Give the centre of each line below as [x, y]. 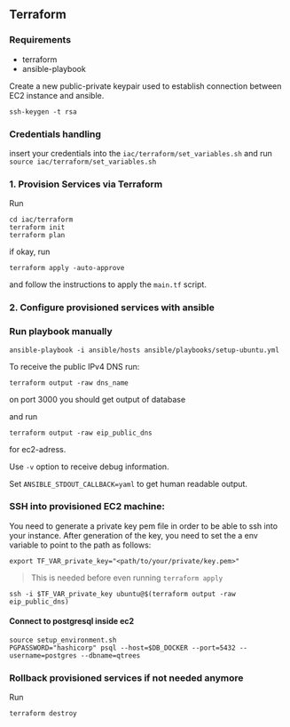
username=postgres [43, 656]
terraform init [37, 228]
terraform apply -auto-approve [67, 268]
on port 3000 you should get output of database [98, 399]
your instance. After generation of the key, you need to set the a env [134, 535]
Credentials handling [55, 134]
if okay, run [30, 252]
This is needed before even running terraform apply [127, 578]
